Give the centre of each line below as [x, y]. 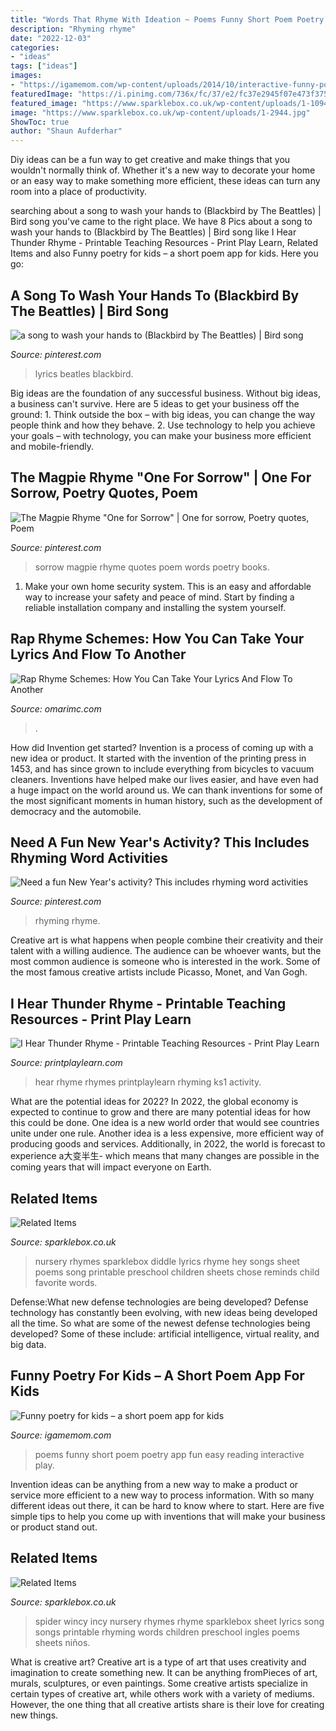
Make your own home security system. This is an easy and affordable [168, 586]
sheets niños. [62, 1642]
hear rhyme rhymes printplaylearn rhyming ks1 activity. [148, 1082]
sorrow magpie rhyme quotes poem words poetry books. [152, 567]
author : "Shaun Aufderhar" [66, 131]
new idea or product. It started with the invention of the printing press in [158, 758]
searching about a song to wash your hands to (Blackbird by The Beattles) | [166, 211]
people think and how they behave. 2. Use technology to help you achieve [163, 425]
